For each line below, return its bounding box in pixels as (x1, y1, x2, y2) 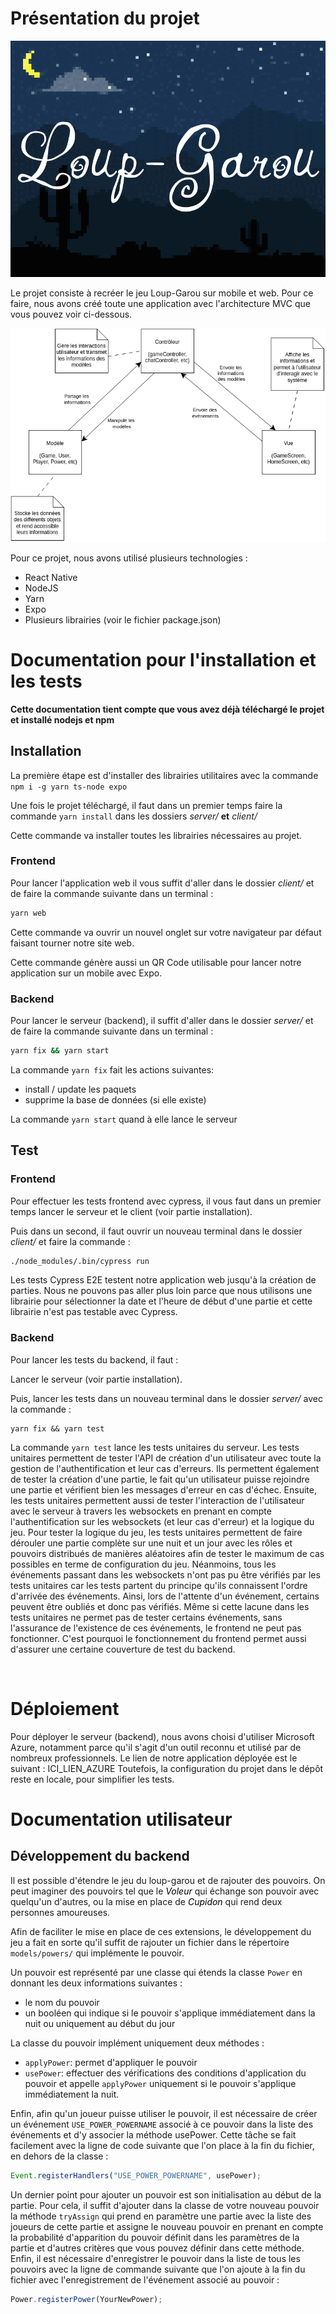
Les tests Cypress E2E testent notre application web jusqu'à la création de (10, 1274, 317, 1286)
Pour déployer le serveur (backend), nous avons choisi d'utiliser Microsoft (10, 1730, 315, 1742)
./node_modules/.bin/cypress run (10, 1256, 150, 1266)
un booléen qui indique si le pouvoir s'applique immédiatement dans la (24, 2007, 316, 2019)
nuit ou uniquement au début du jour (24, 2017, 176, 2029)
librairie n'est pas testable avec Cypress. (10, 1306, 178, 1318)
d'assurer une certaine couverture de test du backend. (10, 1643, 236, 1655)
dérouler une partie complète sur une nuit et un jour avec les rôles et (10, 1537, 293, 1549)
